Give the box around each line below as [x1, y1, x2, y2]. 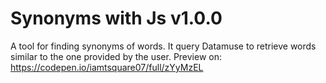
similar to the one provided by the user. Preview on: [10, 50, 223, 62]
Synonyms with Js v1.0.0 [10, 7, 223, 30]
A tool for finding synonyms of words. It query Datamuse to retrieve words [10, 40, 317, 52]
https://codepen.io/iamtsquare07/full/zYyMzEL [10, 61, 204, 73]
